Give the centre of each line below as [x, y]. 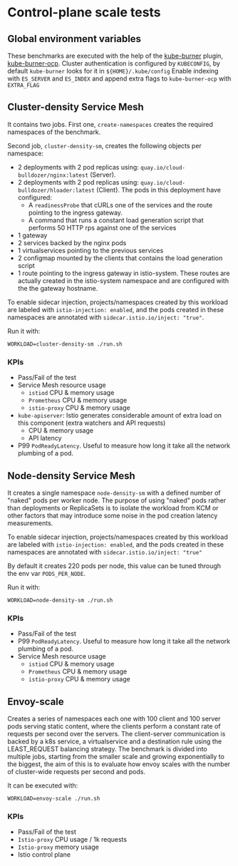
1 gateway [32, 235]
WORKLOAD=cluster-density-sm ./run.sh [65, 344]
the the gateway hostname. [58, 288]
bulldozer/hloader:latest [56, 190]
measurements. [30, 523]
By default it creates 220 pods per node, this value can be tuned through [114, 566]
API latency [45, 438]
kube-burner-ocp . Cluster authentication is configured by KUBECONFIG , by [114, 63]
